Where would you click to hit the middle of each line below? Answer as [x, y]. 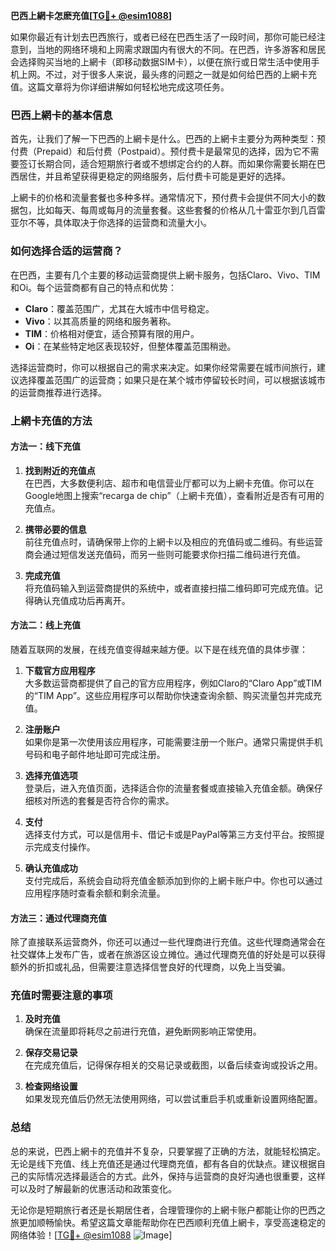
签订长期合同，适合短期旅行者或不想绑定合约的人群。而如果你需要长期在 [167, 164]
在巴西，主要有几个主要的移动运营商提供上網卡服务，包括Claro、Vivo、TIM [165, 275]
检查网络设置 [51, 1086]
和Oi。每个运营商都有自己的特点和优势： [94, 287]
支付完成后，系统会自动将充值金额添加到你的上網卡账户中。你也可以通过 [173, 880]
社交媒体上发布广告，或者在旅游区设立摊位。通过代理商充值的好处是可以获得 [168, 955]
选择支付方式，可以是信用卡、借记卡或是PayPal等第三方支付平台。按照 [170, 834]
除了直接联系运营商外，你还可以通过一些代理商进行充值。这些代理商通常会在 [168, 942]
